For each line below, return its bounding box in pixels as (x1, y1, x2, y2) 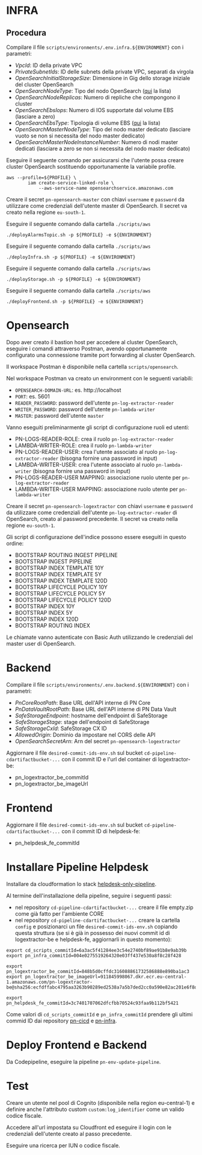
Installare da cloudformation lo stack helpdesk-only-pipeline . (6, 880, 157, 887)
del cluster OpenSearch (14, 81, 74, 88)
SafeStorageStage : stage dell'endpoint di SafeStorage (14, 718, 150, 725)
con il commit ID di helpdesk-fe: (61, 827, 140, 835)
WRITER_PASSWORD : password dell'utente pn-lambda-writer (14, 405, 155, 413)
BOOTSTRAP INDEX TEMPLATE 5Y (14, 570, 102, 577)
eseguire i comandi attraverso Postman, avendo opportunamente (6, 345, 167, 352)
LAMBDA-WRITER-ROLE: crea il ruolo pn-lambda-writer (14, 441, 152, 449)
